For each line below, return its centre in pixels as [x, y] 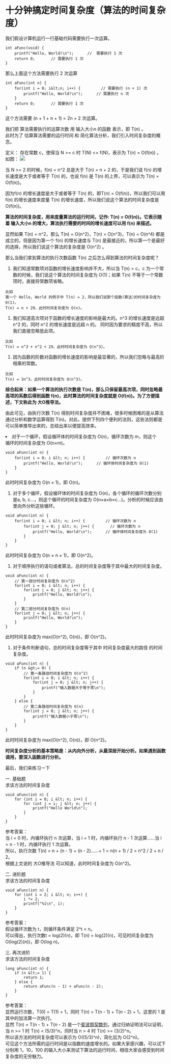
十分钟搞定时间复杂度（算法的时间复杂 [86, 10]
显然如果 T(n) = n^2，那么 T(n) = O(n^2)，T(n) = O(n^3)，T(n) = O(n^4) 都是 [85, 234]
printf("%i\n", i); [44, 904]
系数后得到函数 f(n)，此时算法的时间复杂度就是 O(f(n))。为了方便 [87, 396]
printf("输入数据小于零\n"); [61, 716]
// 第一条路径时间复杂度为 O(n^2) [56, 673]
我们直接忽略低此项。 [35, 331]
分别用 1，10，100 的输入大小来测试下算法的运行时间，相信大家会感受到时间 [85, 1050]
